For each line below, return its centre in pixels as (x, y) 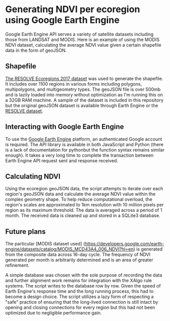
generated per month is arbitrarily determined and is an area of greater (79, 260)
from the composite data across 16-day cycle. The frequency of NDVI (78, 255)
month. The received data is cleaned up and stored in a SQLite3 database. (83, 216)
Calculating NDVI (33, 176)
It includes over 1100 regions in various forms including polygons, (74, 84)
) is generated (148, 249)
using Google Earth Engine (62, 20)
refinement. (17, 265)
